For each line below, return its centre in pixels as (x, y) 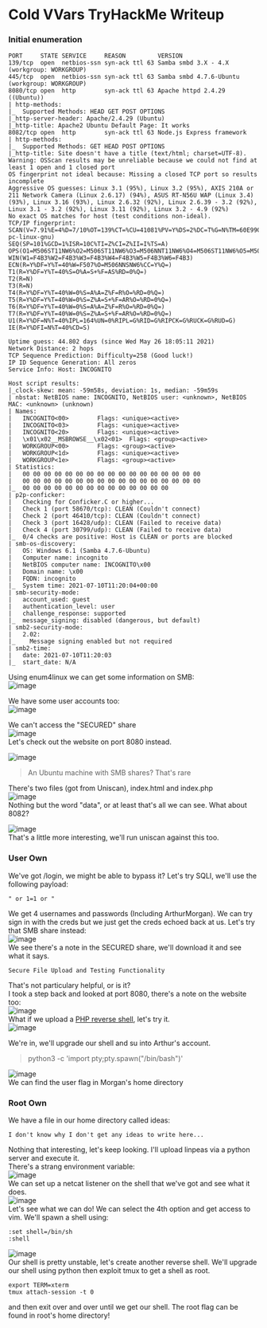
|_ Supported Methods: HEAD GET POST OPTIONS (87, 112)
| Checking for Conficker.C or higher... (81, 502)
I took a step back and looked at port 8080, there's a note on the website (128, 993)
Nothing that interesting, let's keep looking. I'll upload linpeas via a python (129, 1150)
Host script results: (44, 384)
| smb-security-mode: (44, 593)
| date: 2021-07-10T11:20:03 (60, 656)
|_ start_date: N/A (43, 663)
